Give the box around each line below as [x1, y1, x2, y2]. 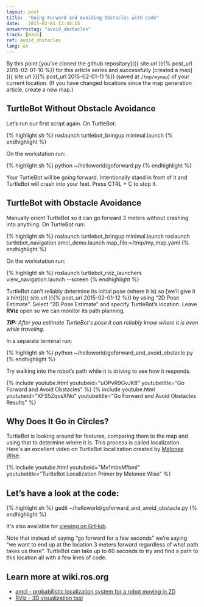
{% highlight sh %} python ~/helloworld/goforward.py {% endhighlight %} [6, 161, 192, 169]
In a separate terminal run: [6, 337, 72, 344]
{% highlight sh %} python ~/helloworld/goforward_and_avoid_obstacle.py [6, 349, 193, 356]
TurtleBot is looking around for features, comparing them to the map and [6, 432, 188, 440]
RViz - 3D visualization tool [15, 594, 83, 601]
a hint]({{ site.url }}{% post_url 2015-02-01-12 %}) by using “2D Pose [6, 294, 180, 301]
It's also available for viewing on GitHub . [6, 523, 108, 530]
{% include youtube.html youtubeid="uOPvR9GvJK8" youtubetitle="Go [6, 379, 185, 386]
